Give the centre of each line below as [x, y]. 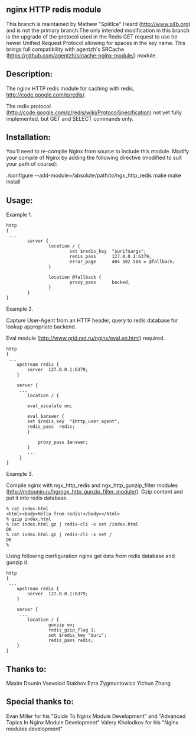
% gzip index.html [29, 519]
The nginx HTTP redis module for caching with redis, [70, 88]
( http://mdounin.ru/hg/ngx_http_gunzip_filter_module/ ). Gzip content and [94, 492]
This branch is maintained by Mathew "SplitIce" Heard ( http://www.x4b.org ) [98, 24]
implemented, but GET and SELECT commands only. [70, 118]
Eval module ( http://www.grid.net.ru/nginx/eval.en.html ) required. [86, 338]
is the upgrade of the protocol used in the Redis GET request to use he [92, 36]
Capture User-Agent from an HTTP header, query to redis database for [92, 320]
